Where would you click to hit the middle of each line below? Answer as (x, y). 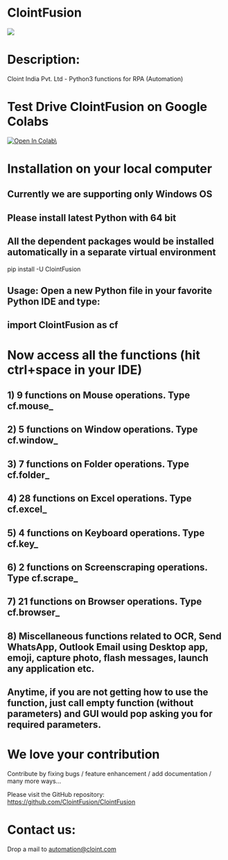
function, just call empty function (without (100, 703)
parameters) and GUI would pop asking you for (110, 714)
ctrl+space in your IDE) (75, 370)
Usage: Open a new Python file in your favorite (110, 290)
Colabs (28, 122)
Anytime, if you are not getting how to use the (108, 693)
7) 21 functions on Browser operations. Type (105, 602)
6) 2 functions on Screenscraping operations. (107, 567)
